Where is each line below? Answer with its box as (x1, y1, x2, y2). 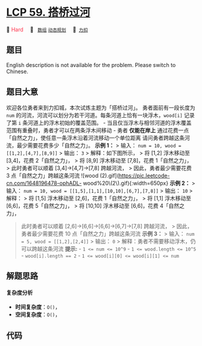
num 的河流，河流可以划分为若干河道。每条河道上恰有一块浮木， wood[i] (6, 111, 183, 118)
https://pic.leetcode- (118, 171, 170, 179)
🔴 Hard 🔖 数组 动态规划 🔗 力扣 (6, 25, 89, 33)
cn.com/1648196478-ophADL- (6, 179, 82, 187)
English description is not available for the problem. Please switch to (6, 61, 176, 68)
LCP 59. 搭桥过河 (6, 5, 90, 19)
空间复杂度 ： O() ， (14, 311, 61, 318)
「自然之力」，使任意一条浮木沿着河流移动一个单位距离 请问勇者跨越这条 (6, 134, 185, 141)
